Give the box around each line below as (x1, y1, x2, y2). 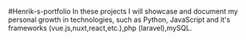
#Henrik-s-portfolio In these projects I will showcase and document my (8, 7, 238, 16)
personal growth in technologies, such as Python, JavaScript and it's (8, 15, 230, 24)
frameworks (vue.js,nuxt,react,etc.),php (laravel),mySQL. (8, 24, 193, 32)
